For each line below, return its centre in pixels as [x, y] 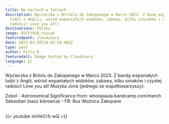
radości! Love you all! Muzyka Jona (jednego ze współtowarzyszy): [75, 86]
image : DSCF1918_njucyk [30, 33]
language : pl [19, 61]
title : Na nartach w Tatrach [36, 10]
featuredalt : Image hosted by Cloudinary [49, 56]
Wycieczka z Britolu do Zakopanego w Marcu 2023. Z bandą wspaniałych [81, 75]
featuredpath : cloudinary [32, 38]
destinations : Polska [28, 29]
